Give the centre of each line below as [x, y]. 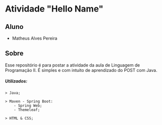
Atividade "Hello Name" [54, 9]
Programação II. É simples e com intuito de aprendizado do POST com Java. [81, 70]
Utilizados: [16, 81]
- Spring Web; [28, 105]
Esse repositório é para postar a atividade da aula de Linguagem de [73, 65]
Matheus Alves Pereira [34, 38]
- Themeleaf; [27, 110]
